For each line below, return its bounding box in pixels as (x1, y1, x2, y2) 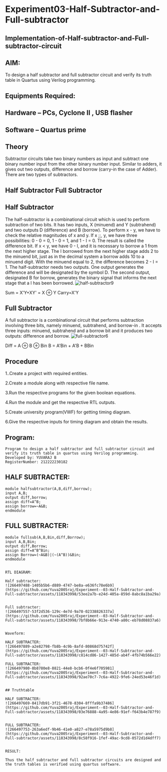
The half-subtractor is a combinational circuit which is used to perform (5, 216, 150, 222)
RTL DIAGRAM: (5, 570, 32, 575)
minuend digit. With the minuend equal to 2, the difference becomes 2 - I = (5, 258, 158, 265)
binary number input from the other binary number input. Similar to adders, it (5, 161, 162, 167)
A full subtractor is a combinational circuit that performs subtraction (5, 317, 144, 323)
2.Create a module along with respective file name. (5, 380, 109, 386)
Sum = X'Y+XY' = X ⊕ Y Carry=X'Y (5, 289, 79, 295)
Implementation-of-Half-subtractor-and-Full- (5, 34, 150, 42)
